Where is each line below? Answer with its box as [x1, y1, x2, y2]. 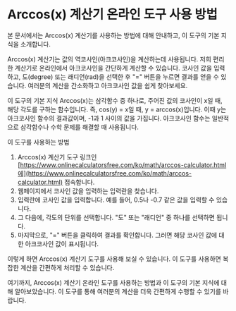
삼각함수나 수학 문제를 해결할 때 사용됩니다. [20, 123, 139, 131]
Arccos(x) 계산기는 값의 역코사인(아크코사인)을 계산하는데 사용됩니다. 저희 [7, 54, 211, 63]
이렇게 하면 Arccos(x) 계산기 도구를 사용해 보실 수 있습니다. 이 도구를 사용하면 [7, 255, 222, 263]
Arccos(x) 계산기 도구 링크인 [17, 152, 97, 161]
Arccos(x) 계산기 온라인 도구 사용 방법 [7, 6, 218, 23]
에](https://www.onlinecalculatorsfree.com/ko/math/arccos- [17, 169, 192, 177]
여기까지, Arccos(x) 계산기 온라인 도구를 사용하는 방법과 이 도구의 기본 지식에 [7, 278, 220, 286]
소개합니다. [20, 39, 51, 48]
